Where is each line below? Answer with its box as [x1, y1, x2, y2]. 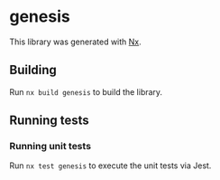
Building [9, 62, 57, 78]
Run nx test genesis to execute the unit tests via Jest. [9, 160, 212, 171]
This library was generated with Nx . [9, 36, 142, 47]
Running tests [9, 113, 90, 128]
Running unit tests [9, 140, 92, 153]
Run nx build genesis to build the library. [9, 86, 163, 97]
